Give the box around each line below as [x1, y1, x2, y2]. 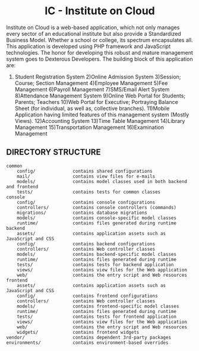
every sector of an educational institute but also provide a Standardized [6, 30, 181, 37]
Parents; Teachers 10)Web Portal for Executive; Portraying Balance [14, 98, 178, 105]
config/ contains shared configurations [17, 168, 153, 174]
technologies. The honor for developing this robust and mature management [6, 49, 193, 56]
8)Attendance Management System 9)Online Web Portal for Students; [14, 92, 186, 99]
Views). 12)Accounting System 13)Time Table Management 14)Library [14, 117, 185, 124]
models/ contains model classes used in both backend [17, 178, 187, 185]
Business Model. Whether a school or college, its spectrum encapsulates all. [6, 36, 193, 43]
